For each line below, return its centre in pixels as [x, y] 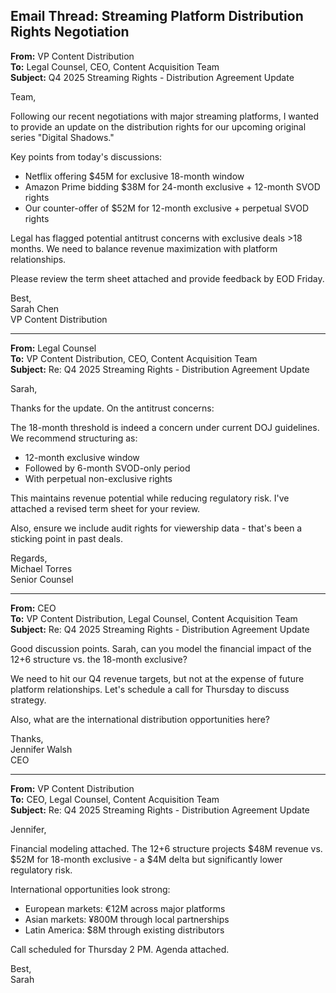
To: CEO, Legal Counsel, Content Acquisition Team [115, 799]
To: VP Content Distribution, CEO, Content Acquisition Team [134, 358]
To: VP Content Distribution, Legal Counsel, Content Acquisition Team [154, 618]
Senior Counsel [42, 579]
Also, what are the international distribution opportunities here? [140, 719]
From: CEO [33, 608]
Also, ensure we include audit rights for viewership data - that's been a [156, 528]
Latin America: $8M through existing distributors [124, 930]
